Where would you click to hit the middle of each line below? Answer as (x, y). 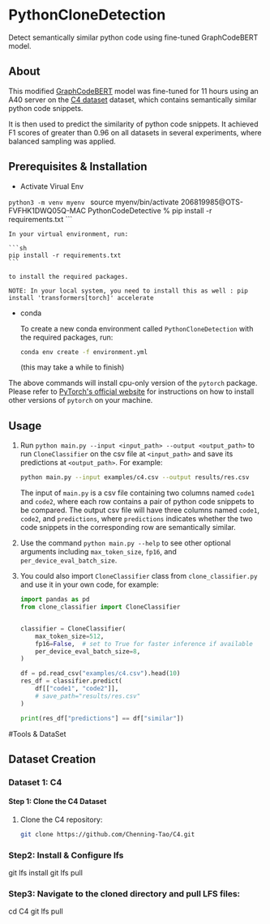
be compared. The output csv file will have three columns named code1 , (139, 510)
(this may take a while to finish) (72, 367)
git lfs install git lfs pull (46, 873)
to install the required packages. (69, 276)
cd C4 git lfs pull (36, 911)
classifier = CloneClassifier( (73, 629)
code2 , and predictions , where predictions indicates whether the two (136, 519)
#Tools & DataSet (37, 734)
